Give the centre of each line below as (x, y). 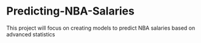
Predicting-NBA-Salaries (71, 11)
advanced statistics (31, 34)
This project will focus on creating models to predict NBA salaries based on (101, 28)
